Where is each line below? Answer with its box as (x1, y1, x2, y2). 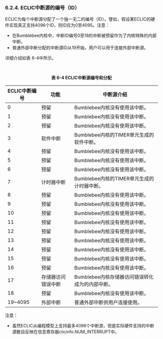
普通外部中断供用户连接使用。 (74, 299, 143, 306)
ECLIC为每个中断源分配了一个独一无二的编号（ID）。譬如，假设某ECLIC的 (5, 16, 151, 22)
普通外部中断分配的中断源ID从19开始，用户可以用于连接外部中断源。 (12, 45, 149, 51)
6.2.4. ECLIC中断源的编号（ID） (5, 4, 80, 11)
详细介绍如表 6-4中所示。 (5, 55, 57, 61)
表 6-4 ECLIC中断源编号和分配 (51, 75, 112, 81)
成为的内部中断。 (74, 281, 114, 288)
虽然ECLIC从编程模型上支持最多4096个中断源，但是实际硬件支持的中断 (12, 323, 154, 329)
